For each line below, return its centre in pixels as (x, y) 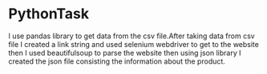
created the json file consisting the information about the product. (117, 61)
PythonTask (49, 14)
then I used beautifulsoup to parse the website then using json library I (125, 53)
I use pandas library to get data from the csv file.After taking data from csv (131, 36)
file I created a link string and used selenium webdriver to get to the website (133, 44)
